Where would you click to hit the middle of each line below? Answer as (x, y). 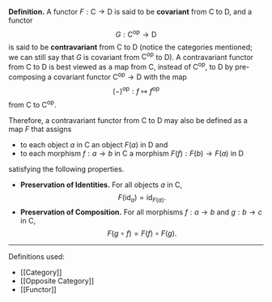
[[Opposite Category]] (57, 281)
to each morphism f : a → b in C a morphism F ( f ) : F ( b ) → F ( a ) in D (132, 153)
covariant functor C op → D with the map (120, 76)
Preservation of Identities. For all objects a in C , (101, 185)
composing (27, 77)
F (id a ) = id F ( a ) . (142, 198)
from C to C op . (32, 104)
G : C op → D (136, 34)
